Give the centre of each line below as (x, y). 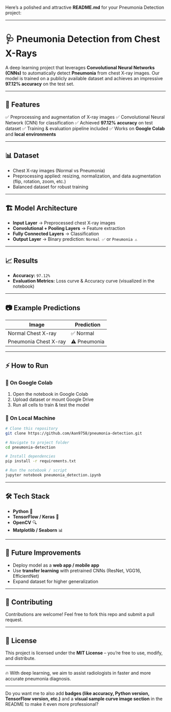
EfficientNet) (26, 576)
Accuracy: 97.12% (31, 275)
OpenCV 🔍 (25, 522)
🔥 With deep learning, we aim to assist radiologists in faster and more (78, 673)
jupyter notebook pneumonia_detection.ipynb (53, 475)
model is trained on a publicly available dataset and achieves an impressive (84, 78)
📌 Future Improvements (43, 553)
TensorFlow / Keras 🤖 (36, 517)
